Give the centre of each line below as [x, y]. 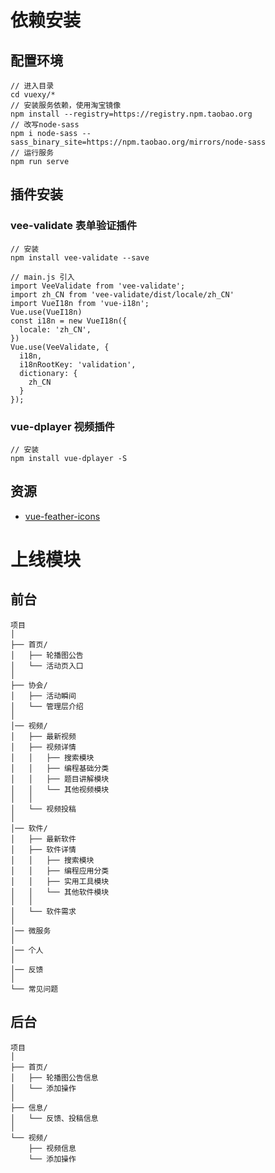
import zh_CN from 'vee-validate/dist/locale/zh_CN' [122, 294]
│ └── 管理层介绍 [47, 706]
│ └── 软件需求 [43, 911]
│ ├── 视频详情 [43, 747]
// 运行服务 [32, 153]
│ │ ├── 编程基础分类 [60, 768]
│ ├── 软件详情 [43, 849]
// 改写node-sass [45, 125]
